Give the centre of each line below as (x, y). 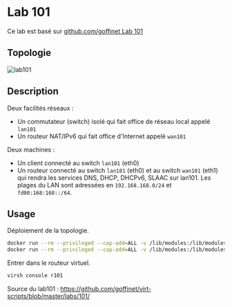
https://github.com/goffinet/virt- (106, 289)
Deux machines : (31, 149)
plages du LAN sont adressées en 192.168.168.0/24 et (94, 185)
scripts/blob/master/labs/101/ (49, 296)
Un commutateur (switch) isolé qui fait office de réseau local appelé (114, 121)
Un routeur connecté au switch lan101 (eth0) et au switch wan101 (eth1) (118, 170)
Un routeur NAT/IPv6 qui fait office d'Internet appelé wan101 (101, 136)
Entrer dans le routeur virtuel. (49, 263)
